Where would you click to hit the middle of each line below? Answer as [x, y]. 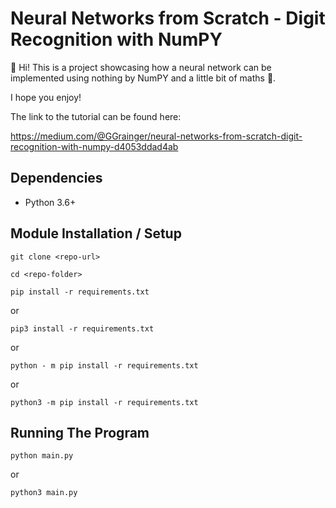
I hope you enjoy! [46, 97]
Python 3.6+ [50, 202]
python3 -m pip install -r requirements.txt [104, 402]
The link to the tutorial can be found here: [96, 116]
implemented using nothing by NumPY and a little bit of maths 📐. [143, 78]
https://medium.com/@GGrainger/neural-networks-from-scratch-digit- [156, 136]
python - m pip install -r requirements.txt [104, 365]
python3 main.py [44, 493]
